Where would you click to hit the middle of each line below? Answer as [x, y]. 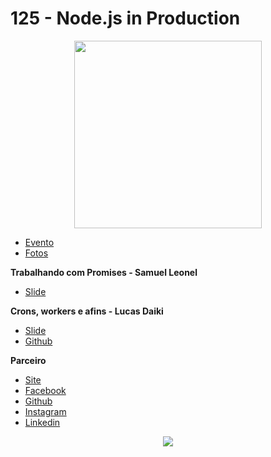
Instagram [45, 411]
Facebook [45, 390]
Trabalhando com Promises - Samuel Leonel [104, 272]
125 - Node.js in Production [125, 18]
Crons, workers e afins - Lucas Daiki [87, 311]
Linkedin [42, 422]
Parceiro [28, 360]
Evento [39, 242]
